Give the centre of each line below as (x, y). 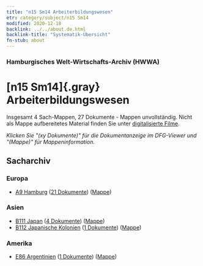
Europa (17, 179)
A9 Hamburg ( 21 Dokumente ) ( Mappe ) (63, 192)
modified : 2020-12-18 (34, 23)
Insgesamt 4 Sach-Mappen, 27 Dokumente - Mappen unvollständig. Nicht (99, 117)
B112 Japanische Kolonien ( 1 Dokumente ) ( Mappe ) (78, 227)
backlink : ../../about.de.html (46, 29)
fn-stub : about (26, 40)
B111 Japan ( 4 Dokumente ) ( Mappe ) (60, 221)
